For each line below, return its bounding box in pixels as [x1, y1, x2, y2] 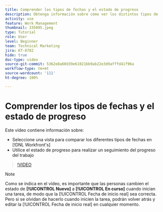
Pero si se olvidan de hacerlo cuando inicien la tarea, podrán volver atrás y [5, 196, 155, 202]
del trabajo [12, 152, 34, 158]
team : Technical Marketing [5, 43, 60, 48]
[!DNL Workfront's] [12, 142, 51, 148]
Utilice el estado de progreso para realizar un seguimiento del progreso [12, 147, 156, 153]
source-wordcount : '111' [5, 71, 56, 76]
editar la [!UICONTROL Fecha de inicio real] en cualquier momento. [5, 201, 140, 207]
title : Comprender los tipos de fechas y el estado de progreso [5, 7, 139, 12]
